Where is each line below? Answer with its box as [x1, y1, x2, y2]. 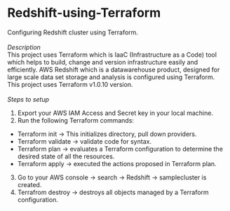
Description [7, 43, 41, 51]
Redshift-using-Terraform [7, 5, 161, 21]
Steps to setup [7, 95, 50, 103]
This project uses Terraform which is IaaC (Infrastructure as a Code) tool [7, 50, 217, 59]
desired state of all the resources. [17, 152, 115, 161]
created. [17, 180, 42, 189]
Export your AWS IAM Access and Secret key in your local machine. [17, 109, 214, 117]
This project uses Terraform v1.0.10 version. [7, 80, 133, 88]
